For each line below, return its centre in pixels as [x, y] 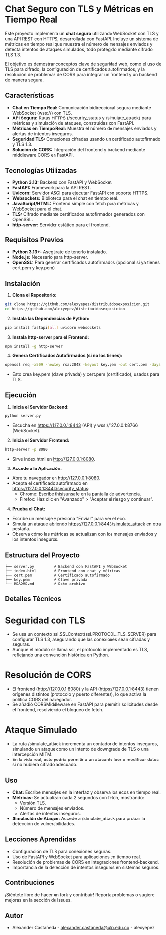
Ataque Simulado [41, 730]
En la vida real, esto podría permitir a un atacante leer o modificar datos [85, 760]
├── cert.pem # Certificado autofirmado [57, 575]
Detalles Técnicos [33, 599]
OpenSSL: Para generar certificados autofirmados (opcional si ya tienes [86, 263]
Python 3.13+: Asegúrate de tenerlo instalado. [59, 252]
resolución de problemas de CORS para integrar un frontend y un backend [81, 74]
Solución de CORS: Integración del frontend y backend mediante [79, 149]
